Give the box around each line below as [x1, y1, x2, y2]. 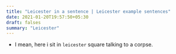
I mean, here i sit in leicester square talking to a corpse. [14, 41, 153, 48]
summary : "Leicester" [6, 25, 60, 31]
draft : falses [6, 19, 41, 25]
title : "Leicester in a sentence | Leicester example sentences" [6, 8, 171, 15]
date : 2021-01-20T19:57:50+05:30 [6, 14, 89, 20]
